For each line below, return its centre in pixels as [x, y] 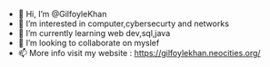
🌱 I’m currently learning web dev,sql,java [94, 33]
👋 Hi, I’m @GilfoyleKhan [62, 14]
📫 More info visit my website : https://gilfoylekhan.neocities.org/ [139, 53]
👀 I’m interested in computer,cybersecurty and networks [124, 24]
